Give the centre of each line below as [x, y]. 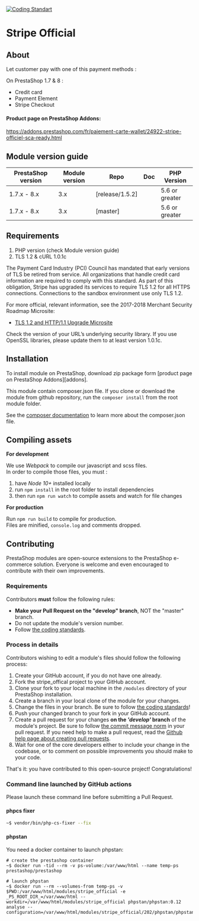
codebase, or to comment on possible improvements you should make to [104, 751]
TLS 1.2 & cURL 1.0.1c [41, 256]
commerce [19, 565]
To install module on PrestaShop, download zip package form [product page [99, 373]
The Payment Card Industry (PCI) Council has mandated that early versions [98, 268]
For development [28, 454]
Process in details [32, 645]
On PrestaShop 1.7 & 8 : [35, 81]
